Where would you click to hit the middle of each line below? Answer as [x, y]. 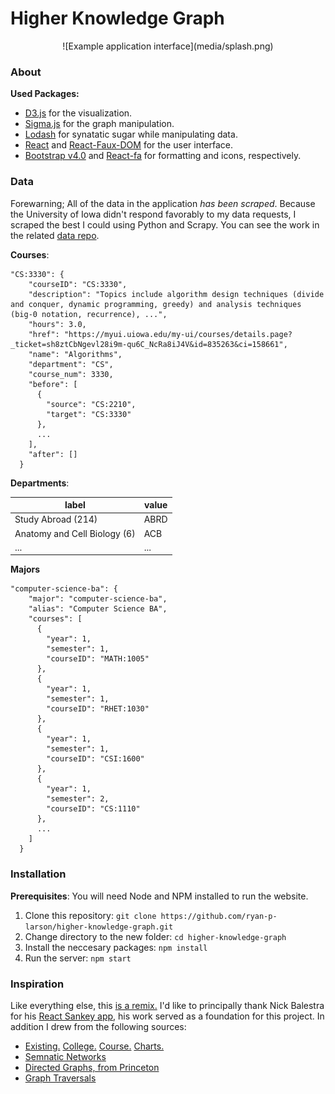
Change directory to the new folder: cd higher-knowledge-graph [155, 936]
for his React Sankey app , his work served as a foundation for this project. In [167, 1016]
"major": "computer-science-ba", [98, 599]
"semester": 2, [78, 799]
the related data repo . [55, 235]
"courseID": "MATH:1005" [98, 659]
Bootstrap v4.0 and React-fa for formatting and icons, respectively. [163, 156]
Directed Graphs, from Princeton [92, 1067]
